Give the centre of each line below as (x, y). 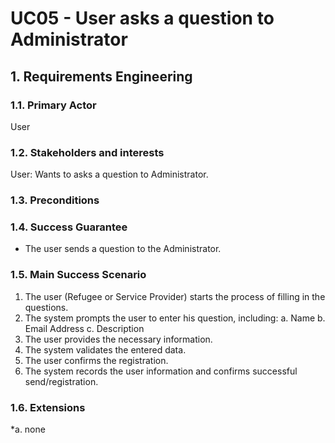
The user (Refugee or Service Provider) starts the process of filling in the (175, 296)
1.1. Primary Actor (53, 105)
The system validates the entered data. (105, 349)
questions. (46, 307)
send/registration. (61, 381)
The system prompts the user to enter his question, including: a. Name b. (175, 318)
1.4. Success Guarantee (69, 227)
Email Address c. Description (84, 328)
